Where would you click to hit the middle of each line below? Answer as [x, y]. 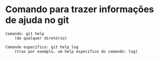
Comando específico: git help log [42, 47]
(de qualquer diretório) [41, 38]
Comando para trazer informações [80, 9]
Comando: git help [25, 34]
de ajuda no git [37, 20]
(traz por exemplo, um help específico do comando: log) [76, 51]
